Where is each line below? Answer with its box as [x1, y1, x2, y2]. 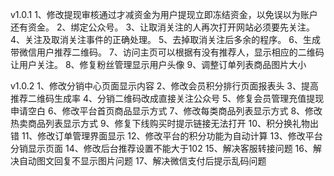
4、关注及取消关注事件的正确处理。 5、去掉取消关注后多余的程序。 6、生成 [10, 34, 321, 45]
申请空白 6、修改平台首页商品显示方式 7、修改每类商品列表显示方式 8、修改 [10, 105, 323, 117]
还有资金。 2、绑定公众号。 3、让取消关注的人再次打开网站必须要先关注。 [10, 21, 316, 33]
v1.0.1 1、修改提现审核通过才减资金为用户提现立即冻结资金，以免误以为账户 [10, 9, 318, 20]
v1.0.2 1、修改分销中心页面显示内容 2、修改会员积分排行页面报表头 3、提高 [10, 80, 319, 92]
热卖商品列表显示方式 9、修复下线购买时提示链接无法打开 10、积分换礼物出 [10, 118, 320, 129]
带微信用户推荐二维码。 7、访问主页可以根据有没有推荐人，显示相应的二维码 [10, 46, 325, 58]
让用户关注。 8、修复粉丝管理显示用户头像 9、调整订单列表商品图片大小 [10, 59, 307, 70]
